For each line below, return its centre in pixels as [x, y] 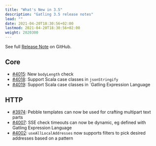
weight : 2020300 [22, 33]
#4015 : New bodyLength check [43, 74]
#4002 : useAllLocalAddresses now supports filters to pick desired [79, 133]
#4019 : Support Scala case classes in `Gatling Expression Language [81, 84]
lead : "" [14, 19]
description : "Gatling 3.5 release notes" [49, 14]
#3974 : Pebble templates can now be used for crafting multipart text [81, 112]
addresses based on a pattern [43, 138]
